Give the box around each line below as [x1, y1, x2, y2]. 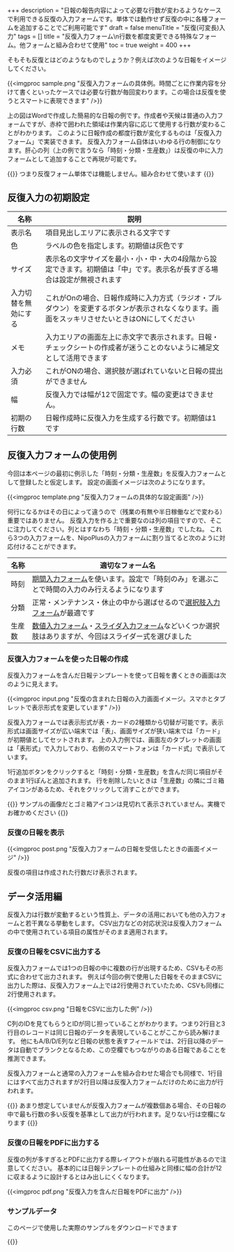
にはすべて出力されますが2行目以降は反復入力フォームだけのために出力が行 [7, 1078, 224, 1086]
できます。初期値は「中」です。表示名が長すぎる [52, 264, 212, 274]
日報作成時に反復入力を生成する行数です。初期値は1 [45, 413, 217, 422]
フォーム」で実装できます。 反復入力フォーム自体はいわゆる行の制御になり [7, 138, 221, 145]
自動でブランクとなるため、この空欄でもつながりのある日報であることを [19, 1046, 226, 1054]
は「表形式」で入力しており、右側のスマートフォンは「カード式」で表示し [7, 744, 220, 752]
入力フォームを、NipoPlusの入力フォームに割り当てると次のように [29, 533, 219, 541]
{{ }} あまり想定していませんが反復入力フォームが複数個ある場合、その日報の [7, 1102, 226, 1110]
